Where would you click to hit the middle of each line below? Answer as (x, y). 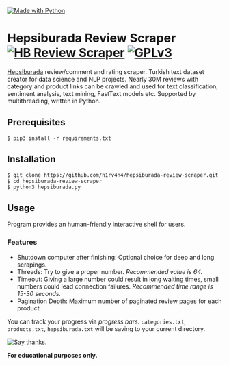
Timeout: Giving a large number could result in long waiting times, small (118, 279)
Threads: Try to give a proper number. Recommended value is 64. (110, 271)
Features (22, 242)
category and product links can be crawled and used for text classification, (113, 86)
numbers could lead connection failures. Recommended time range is (115, 286)
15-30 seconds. (39, 293)
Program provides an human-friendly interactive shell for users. (96, 224)
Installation (31, 159)
